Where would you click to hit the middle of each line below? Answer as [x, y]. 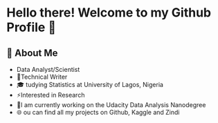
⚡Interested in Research [51, 95]
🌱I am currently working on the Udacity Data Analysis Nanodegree [111, 105]
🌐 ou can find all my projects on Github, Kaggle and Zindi [98, 112]
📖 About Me [32, 53]
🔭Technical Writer [42, 77]
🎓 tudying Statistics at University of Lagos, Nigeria [90, 85]
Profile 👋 [31, 27]
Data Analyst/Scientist [48, 69]
